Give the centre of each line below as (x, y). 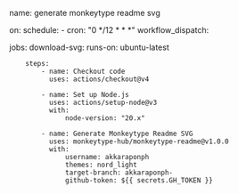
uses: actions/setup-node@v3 (103, 102)
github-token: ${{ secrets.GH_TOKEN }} (140, 181)
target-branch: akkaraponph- (119, 173)
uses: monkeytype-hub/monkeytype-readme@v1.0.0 (139, 141)
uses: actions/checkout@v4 (99, 79)
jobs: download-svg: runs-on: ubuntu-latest (89, 47)
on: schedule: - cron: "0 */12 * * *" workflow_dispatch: (109, 30)
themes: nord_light (102, 165)
